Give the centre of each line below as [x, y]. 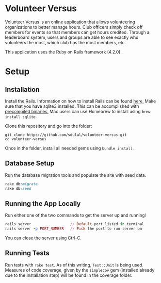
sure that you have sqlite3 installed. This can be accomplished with [72, 106]
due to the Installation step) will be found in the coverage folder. [69, 275]
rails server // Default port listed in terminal [75, 224]
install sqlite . [21, 117]
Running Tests [27, 253]
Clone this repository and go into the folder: [48, 126]
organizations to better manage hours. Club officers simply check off [74, 27]
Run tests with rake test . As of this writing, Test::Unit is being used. [74, 265]
